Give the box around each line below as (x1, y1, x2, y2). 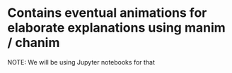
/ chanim (7, 35, 60, 51)
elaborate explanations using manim (7, 20, 226, 36)
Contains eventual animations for (7, 5, 207, 21)
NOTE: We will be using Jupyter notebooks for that (7, 58, 156, 66)
